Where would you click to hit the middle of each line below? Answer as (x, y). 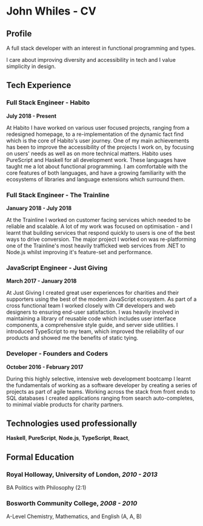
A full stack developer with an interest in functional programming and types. (101, 48)
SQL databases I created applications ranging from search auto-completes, (100, 398)
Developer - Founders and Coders (57, 354)
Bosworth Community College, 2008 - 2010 (72, 503)
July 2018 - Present (31, 116)
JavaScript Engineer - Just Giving (57, 268)
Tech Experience (39, 85)
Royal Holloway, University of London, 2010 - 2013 (82, 474)
